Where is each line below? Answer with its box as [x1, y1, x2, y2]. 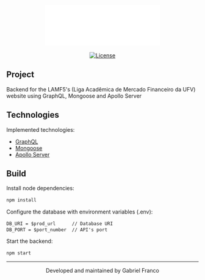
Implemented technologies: [6, 126, 75, 133]
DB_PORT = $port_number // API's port [6, 227, 108, 233]
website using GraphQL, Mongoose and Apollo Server [6, 92, 142, 99]
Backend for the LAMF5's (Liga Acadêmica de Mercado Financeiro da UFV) [6, 85, 196, 93]
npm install [6, 197, 37, 203]
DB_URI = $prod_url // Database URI [6, 221, 113, 227]
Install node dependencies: [6, 185, 74, 192]
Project [6, 70, 35, 80]
